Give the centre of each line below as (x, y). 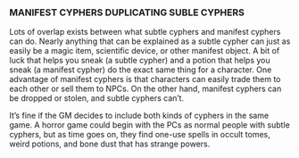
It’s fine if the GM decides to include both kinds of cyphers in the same (139, 116)
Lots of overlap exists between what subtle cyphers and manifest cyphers (145, 32)
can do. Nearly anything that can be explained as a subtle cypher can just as (150, 41)
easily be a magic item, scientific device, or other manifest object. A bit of (145, 51)
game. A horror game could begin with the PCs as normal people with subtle (149, 125)
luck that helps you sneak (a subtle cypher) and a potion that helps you (140, 61)
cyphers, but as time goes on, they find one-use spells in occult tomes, (140, 135)
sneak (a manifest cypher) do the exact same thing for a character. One (141, 70)
